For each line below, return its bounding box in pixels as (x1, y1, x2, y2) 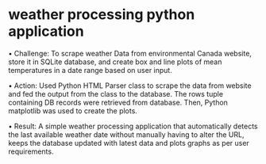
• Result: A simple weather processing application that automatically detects (8, 121, 258, 131)
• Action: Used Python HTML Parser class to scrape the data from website (8, 81, 252, 90)
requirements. (8, 147, 54, 156)
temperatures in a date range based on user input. (8, 65, 172, 74)
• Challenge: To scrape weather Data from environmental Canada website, (8, 48, 253, 58)
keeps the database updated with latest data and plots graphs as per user (8, 138, 250, 147)
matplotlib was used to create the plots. (8, 105, 137, 116)
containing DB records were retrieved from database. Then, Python (8, 97, 229, 107)
